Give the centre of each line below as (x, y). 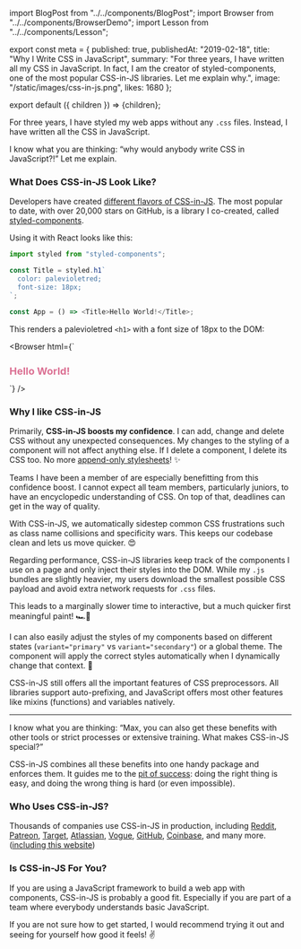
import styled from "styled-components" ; (88, 255)
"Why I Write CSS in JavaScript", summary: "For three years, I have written (147, 59)
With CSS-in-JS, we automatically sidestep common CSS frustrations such (147, 524)
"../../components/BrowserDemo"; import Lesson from (109, 22)
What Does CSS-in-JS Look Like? (83, 181)
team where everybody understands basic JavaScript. (109, 907)
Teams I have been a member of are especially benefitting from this (134, 478)
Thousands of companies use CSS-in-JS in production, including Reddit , (143, 826)
